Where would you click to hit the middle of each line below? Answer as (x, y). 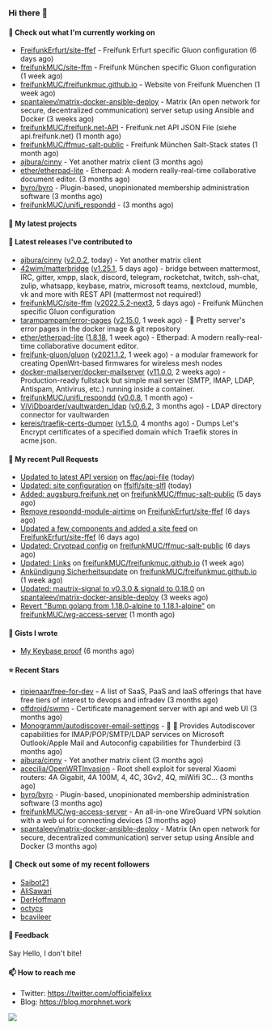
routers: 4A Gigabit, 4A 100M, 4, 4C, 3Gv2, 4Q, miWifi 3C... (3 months (137, 777)
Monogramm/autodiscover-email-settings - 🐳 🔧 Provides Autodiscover (138, 725)
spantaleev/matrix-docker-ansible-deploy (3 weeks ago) (114, 597)
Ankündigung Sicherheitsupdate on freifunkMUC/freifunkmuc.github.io (138, 572)
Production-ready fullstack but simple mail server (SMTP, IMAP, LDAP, (137, 380)
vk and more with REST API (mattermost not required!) (111, 294)
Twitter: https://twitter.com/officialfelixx (86, 994)
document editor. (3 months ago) (75, 179)
